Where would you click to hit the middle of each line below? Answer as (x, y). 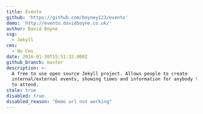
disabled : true (25, 96)
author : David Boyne (32, 29)
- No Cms (23, 51)
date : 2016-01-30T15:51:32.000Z (47, 57)
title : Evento (24, 12)
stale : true (21, 90)
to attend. (25, 85)
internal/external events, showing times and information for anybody (102, 79)
